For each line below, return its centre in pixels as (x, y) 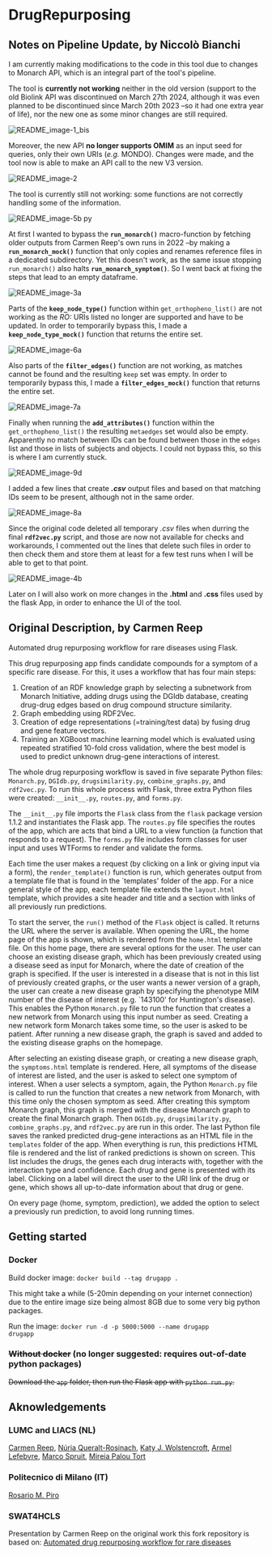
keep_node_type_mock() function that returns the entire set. (106, 334)
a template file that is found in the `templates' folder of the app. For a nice (131, 880)
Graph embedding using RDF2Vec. (78, 713)
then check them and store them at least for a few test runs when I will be (131, 554)
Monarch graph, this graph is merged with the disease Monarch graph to (130, 1109)
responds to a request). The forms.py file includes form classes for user (128, 839)
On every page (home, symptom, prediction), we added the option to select (134, 1202)
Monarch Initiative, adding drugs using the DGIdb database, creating (134, 696)
